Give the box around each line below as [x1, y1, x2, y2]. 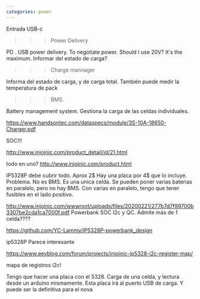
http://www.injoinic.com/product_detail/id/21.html [6, 148, 128, 155]
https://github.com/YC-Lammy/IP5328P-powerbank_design [6, 227, 153, 234]
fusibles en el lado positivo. [6, 191, 73, 198]
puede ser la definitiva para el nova [6, 285, 93, 293]
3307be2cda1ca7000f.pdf [6, 209, 70, 216]
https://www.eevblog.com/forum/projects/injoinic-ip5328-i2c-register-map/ [6, 249, 193, 257]
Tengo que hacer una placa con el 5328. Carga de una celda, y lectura [6, 273, 180, 280]
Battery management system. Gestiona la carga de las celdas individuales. [6, 107, 189, 114]
